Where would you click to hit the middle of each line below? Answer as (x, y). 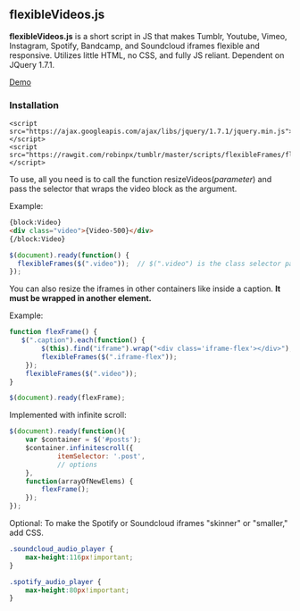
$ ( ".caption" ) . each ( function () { (83, 340)
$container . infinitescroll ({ (79, 448)
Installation (34, 105)
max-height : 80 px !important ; (77, 590)
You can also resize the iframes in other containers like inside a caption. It (145, 289)
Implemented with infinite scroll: (68, 415)
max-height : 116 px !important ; (79, 557)
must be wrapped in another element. (80, 298)
